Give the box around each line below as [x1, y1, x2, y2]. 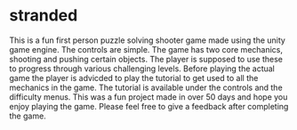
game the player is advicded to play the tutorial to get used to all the [9, 72, 259, 83]
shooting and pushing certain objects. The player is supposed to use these [9, 53, 283, 64]
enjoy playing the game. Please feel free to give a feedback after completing [9, 101, 289, 111]
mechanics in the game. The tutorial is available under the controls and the [9, 82, 283, 93]
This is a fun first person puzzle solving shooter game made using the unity [9, 35, 286, 45]
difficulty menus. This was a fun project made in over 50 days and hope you [9, 91, 288, 102]
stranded [9, 5, 78, 26]
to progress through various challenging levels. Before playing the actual [9, 63, 276, 74]
